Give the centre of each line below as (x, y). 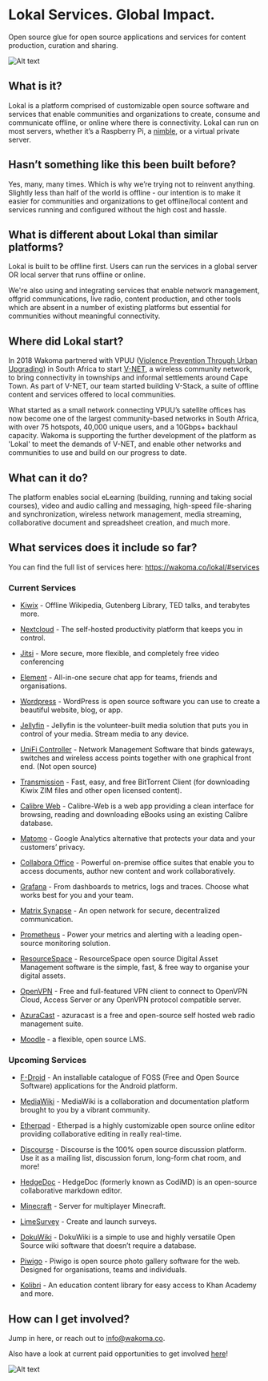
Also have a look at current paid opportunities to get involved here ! (118, 1354)
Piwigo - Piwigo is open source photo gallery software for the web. (130, 1261)
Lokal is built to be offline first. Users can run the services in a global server (133, 267)
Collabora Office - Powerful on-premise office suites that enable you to (137, 863)
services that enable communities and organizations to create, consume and (134, 114)
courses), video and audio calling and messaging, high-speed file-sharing (130, 505)
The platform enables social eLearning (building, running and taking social (130, 497)
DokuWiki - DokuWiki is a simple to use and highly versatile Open (128, 1237)
